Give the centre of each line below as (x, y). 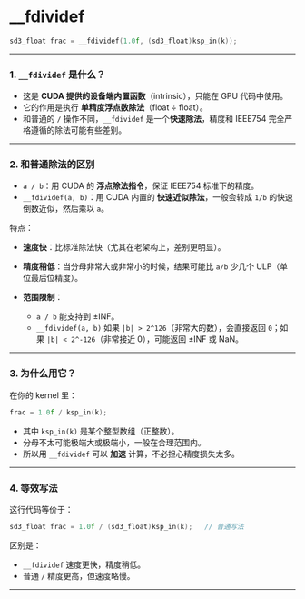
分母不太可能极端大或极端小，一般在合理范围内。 (114, 442)
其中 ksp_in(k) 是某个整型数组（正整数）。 (101, 431)
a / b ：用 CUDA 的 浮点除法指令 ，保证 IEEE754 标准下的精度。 (141, 186)
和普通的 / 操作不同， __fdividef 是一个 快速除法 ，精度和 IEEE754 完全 (153, 119)
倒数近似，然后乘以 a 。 (65, 209)
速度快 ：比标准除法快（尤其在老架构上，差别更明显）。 (124, 247)
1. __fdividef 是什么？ (58, 75)
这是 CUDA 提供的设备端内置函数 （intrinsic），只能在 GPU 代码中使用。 (155, 96)
